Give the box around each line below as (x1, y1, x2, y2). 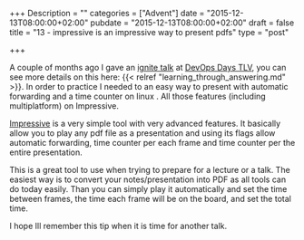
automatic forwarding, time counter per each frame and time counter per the (9, 138, 296, 148)
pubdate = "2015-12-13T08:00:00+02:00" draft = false (90, 17, 295, 28)
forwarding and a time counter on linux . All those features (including (9, 91, 266, 101)
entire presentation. (9, 147, 83, 158)
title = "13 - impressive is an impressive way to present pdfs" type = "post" (9, 27, 289, 37)
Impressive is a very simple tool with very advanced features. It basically (9, 118, 281, 129)
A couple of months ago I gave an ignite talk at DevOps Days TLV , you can (9, 62, 287, 72)
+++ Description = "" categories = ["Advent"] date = (9, 8, 205, 18)
